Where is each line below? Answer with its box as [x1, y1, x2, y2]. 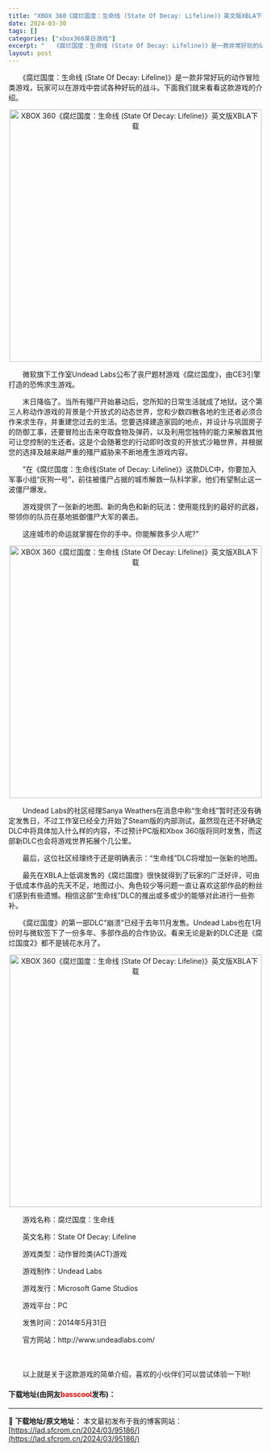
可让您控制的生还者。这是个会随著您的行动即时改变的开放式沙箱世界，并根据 [8, 437, 263, 447]
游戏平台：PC [22, 1301, 69, 1310]
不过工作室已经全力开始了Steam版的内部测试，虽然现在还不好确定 [43, 816, 263, 825]
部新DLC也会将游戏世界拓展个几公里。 [8, 836, 135, 845]
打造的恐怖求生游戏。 [8, 380, 79, 389]
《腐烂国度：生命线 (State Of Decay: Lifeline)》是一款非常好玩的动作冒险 [22, 73, 261, 82]
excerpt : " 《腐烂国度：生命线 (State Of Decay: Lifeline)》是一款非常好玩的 [8, 42, 260, 50]
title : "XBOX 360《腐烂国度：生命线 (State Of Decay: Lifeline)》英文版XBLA [8, 11, 256, 20]
